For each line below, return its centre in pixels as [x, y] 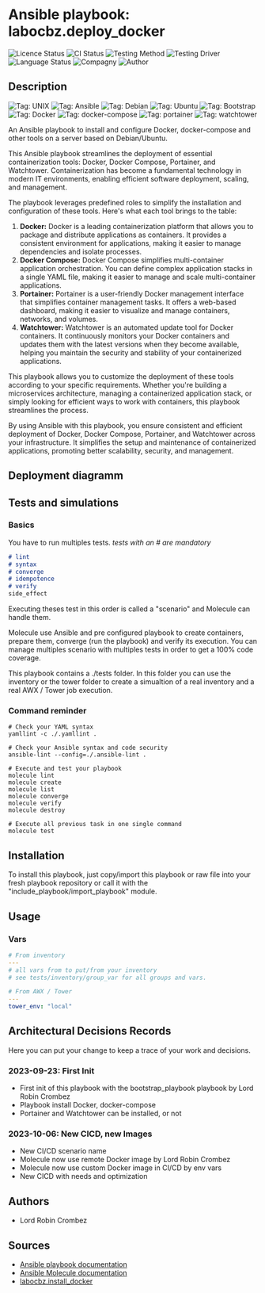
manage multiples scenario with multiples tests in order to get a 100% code [131, 650]
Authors [29, 1201]
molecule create [35, 782]
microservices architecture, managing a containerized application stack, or [130, 393]
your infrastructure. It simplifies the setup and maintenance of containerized [132, 442]
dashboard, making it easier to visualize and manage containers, [125, 310]
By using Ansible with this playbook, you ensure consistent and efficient [125, 425]
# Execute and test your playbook [65, 769]
